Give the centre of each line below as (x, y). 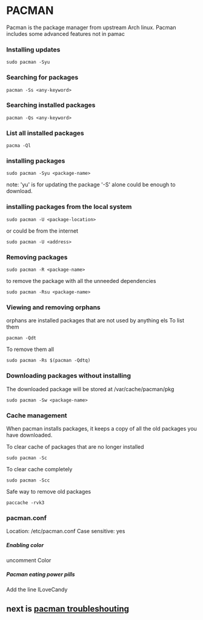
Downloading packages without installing (69, 376)
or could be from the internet (42, 231)
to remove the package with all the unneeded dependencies (81, 281)
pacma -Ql (19, 146)
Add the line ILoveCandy (37, 590)
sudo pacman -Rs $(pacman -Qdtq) (48, 361)
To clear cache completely (39, 469)
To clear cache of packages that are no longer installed (75, 446)
